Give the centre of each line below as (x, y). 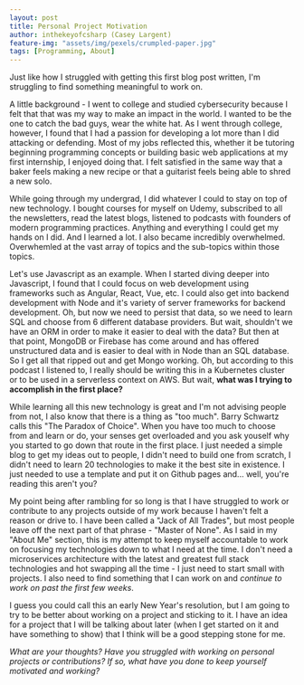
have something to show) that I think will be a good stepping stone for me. (147, 634)
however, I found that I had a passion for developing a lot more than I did (144, 133)
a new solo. (31, 181)
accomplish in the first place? (66, 389)
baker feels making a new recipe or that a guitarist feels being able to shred (150, 172)
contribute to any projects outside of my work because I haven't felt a (139, 511)
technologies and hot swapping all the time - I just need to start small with (147, 569)
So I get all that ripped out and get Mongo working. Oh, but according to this (152, 361)
